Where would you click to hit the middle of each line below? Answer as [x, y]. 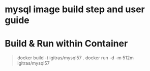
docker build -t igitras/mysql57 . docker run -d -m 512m [76, 58]
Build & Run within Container [66, 44]
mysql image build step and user [75, 9]
